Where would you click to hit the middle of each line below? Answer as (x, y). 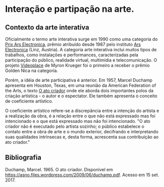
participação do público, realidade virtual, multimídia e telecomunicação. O (81, 60)
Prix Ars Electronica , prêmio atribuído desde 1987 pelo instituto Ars (73, 44)
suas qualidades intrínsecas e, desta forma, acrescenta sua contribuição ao (82, 137)
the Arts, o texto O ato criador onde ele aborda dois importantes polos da (79, 91)
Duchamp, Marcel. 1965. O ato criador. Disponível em (59, 169)
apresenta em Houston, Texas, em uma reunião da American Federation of (81, 85)
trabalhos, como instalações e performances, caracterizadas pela (72, 55)
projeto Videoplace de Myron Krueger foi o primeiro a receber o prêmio (78, 65)
